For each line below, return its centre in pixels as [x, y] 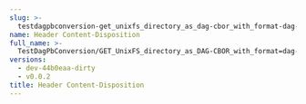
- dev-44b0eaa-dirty [56, 69]
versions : [28, 60]
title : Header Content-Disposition [77, 85]
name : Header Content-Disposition [75, 34]
